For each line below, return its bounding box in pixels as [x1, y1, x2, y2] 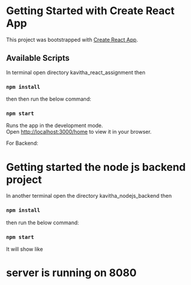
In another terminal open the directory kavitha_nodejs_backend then [6, 193, 172, 200]
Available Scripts [6, 53, 70, 63]
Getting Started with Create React [6, 4, 175, 18]
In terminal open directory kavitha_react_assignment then [6, 69, 146, 76]
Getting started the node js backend [6, 160, 186, 174]
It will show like [6, 246, 43, 253]
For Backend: [6, 140, 38, 147]
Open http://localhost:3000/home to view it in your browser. [6, 128, 152, 135]
